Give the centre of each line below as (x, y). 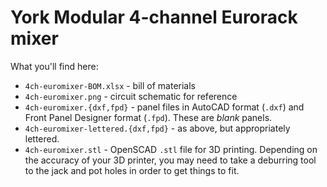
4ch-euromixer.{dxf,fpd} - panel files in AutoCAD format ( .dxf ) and (164, 107)
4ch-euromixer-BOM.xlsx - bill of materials (110, 85)
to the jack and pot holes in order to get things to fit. (132, 170)
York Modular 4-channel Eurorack (154, 17)
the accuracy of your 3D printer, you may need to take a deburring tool (170, 160)
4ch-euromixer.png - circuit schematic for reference (131, 96)
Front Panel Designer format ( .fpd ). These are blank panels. (148, 117)
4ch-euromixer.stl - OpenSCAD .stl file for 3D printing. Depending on (171, 149)
